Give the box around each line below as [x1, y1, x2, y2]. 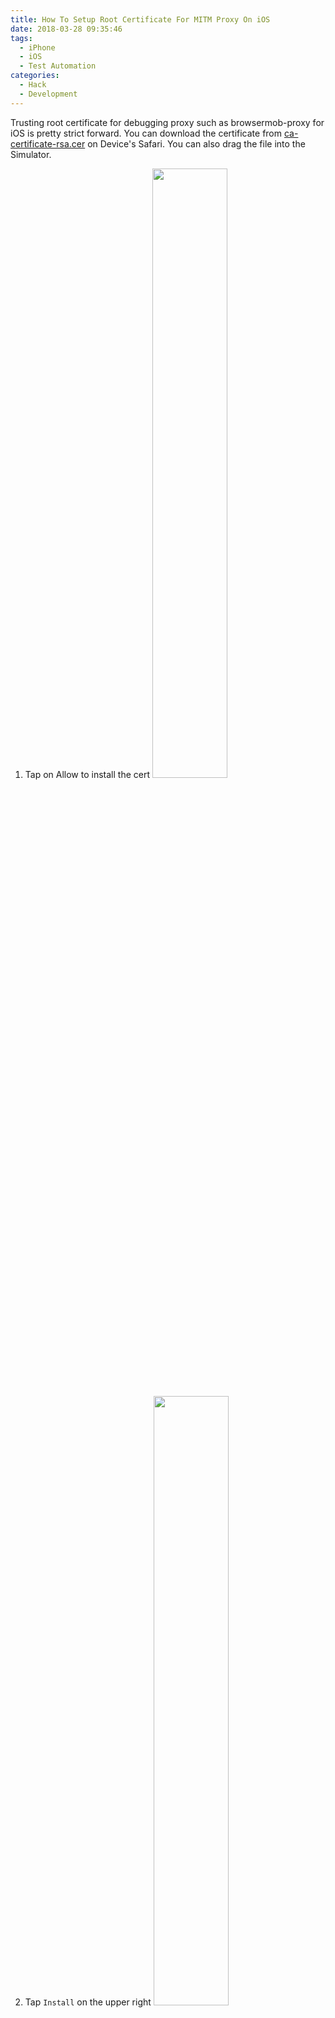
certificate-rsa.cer [10, 137, 86, 150]
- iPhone [19, 42, 56, 53]
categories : [10, 71, 60, 81]
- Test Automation [19, 61, 97, 71]
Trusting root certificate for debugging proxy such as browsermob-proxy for [10, 116, 325, 128]
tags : [10, 33, 33, 43]
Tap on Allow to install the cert [24, 768, 151, 780]
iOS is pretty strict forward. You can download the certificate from [10, 127, 283, 139]
